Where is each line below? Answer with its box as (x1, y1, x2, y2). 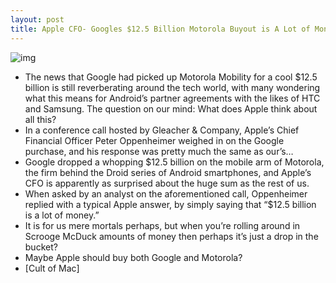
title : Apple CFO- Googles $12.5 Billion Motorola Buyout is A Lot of (10, 24, 311, 34)
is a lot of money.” (24, 209, 100, 221)
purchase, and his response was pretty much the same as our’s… (24, 145, 294, 157)
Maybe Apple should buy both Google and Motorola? (24, 251, 243, 263)
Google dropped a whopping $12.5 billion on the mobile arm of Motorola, (24, 156, 325, 168)
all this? (24, 113, 57, 125)
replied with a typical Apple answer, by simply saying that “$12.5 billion (24, 198, 317, 210)
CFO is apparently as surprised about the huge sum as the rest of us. (24, 177, 310, 189)
